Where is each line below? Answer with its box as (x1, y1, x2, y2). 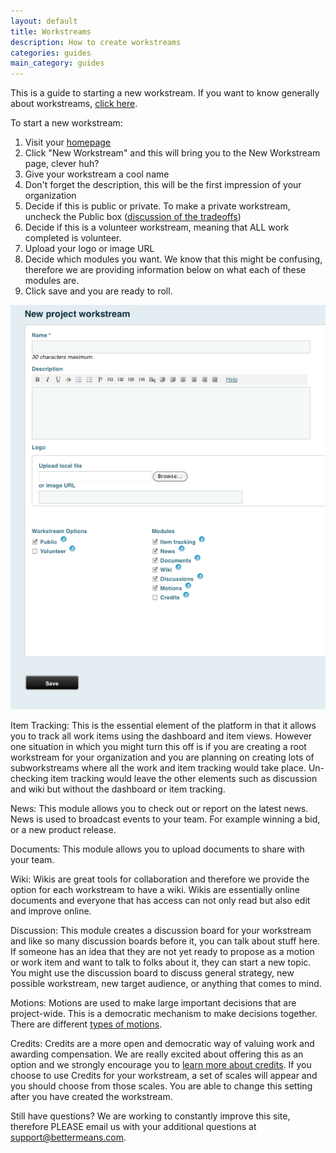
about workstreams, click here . (10, 98, 138, 110)
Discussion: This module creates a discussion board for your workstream (10, 924, 312, 936)
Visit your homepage (24, 136, 112, 149)
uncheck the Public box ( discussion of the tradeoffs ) (24, 211, 242, 223)
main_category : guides (10, 58, 105, 69)
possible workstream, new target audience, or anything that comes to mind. (10, 977, 322, 989)
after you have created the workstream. (10, 1090, 173, 1102)
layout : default (10, 16, 78, 26)
